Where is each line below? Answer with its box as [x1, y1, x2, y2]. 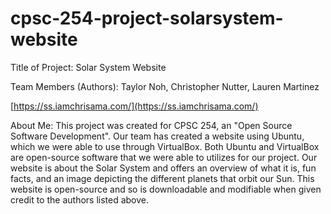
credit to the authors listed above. [10, 193, 150, 206]
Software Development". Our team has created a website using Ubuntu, [10, 130, 305, 142]
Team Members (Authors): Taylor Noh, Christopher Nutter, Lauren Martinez [10, 80, 320, 92]
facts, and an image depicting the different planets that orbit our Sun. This [10, 172, 315, 184]
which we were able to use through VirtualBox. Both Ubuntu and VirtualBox [10, 140, 320, 152]
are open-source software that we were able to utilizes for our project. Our [10, 151, 318, 163]
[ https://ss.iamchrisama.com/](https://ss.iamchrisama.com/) [10, 100, 259, 112]
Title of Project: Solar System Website [10, 61, 167, 73]
